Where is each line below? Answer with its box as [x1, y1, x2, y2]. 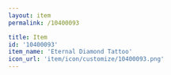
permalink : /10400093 [8, 19, 80, 27]
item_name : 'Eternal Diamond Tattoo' [8, 48, 133, 56]
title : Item [8, 33, 47, 41]
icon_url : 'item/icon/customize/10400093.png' [8, 55, 165, 63]
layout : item [8, 11, 51, 20]
